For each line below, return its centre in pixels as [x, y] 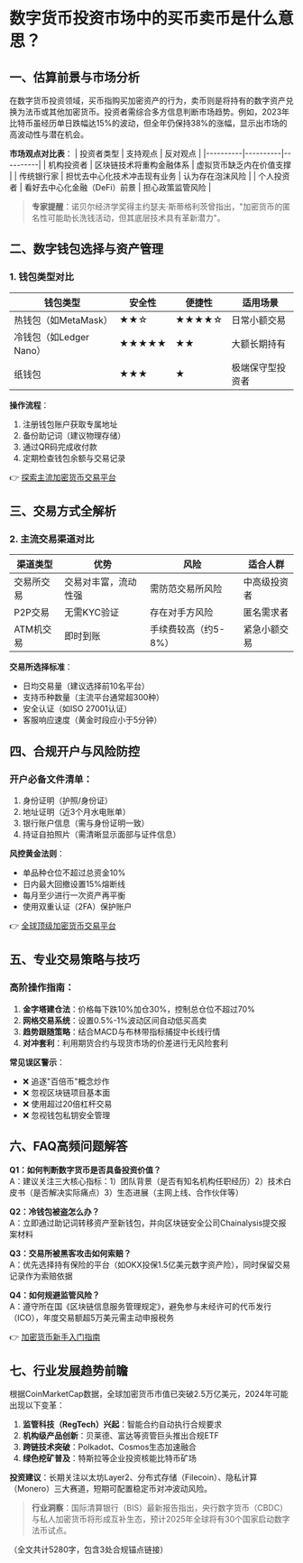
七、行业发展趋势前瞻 [69, 1370]
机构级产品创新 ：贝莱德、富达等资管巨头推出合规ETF [120, 1436]
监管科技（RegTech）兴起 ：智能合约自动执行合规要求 [122, 1424]
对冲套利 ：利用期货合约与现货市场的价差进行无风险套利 [125, 1042]
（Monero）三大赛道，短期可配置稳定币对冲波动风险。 [110, 1489]
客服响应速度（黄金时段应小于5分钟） [92, 720]
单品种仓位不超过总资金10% [74, 873]
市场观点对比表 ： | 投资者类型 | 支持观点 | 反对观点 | [106, 153]
